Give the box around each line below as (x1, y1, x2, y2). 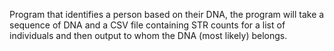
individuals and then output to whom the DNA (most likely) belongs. (9, 30, 288, 41)
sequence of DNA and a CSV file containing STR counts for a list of (9, 19, 286, 31)
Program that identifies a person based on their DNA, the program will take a (9, 9, 325, 20)
